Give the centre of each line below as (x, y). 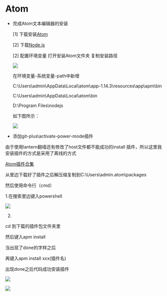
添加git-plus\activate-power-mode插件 (53, 136)
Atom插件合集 (20, 164)
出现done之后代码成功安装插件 (37, 269)
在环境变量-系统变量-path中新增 (46, 76)
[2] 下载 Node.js (29, 45)
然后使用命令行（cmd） (30, 185)
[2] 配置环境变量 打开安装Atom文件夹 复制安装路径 (65, 56)
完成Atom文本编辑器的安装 (40, 23)
